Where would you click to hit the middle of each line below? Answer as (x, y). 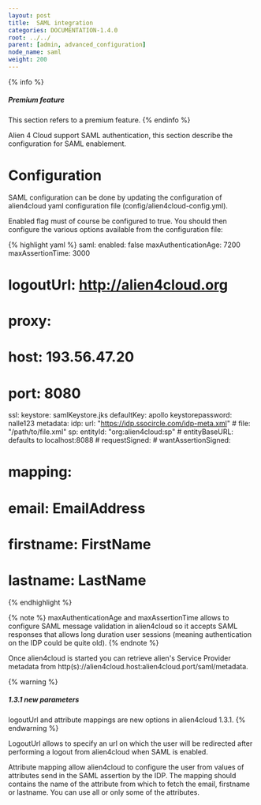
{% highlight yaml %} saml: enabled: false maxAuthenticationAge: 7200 (124, 245)
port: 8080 (45, 393)
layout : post (30, 15)
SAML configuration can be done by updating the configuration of (115, 197)
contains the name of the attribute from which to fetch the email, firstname (129, 784)
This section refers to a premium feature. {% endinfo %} (99, 120)
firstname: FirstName (80, 544)
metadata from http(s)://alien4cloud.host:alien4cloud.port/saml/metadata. (128, 666)
